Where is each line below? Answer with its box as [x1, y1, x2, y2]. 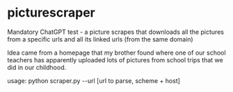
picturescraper [7, 5, 95, 21]
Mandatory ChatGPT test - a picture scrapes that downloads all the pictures [7, 28, 225, 36]
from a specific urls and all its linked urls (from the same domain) [7, 35, 193, 43]
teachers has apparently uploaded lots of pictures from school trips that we [7, 55, 224, 64]
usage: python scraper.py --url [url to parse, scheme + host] [7, 76, 181, 84]
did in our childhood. [7, 63, 67, 71]
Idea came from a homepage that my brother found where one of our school [7, 48, 226, 57]
